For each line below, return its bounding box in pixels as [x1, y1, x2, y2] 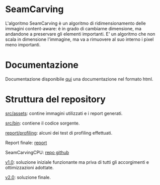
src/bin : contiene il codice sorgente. [5, 120, 80, 126]
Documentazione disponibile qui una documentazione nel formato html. [5, 76, 153, 82]
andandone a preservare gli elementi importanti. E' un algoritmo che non [5, 31, 155, 37]
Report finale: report [5, 140, 47, 146]
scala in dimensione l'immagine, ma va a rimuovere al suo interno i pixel [5, 36, 154, 42]
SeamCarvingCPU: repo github [5, 149, 69, 155]
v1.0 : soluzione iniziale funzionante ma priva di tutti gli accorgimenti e [5, 159, 149, 165]
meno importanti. [5, 41, 41, 47]
